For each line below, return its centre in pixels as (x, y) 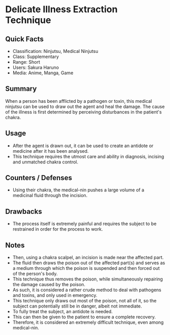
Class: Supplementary (36, 57)
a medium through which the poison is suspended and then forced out (86, 268)
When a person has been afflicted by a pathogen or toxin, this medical (79, 101)
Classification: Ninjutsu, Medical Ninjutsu (55, 51)
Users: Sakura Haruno (36, 67)
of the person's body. (35, 274)
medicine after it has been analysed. (50, 151)
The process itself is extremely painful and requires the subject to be (84, 224)
